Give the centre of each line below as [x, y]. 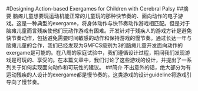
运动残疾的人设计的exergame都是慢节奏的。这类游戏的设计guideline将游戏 [96, 75]
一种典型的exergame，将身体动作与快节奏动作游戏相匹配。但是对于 [108, 23]
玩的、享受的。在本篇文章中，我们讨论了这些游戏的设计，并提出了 [101, 60]
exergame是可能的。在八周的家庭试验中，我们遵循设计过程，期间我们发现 [96, 53]
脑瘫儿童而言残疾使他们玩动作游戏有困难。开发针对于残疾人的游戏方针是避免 [99, 31]
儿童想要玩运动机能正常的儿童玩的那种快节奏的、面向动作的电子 [100, 16]
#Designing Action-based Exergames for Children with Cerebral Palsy [91, 9]
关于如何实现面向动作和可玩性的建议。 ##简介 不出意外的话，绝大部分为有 [101, 67]
